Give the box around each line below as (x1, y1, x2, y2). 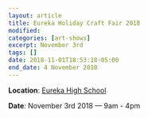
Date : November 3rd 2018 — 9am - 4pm (8, 100, 141, 110)
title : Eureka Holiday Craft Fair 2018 (8, 19, 141, 27)
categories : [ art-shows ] (8, 33, 91, 42)
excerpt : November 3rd (8, 41, 84, 49)
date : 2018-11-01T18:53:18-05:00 (8, 57, 119, 65)
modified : (8, 26, 41, 34)
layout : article (8, 11, 62, 20)
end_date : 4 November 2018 (8, 64, 98, 72)
